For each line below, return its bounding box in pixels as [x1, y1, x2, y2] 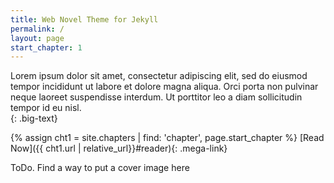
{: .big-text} [10, 112, 58, 125]
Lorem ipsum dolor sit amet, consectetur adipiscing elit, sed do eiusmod [10, 70, 308, 82]
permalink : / [10, 24, 65, 34]
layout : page [10, 33, 65, 43]
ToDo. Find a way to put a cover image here [10, 162, 190, 174]
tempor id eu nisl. [10, 102, 82, 114]
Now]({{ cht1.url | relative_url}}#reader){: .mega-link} [10, 142, 228, 155]
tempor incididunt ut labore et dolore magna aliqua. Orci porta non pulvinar [10, 81, 319, 93]
